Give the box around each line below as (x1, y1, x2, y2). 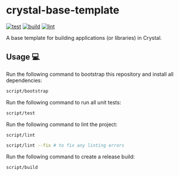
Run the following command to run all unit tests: (6, 99, 121, 106)
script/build (6, 165, 38, 171)
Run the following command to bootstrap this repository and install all (6, 70, 174, 77)
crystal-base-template (6, 4, 120, 17)
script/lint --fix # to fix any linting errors (6, 143, 125, 148)
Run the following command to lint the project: (6, 121, 118, 128)
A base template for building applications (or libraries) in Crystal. (6, 34, 163, 41)
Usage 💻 (6, 52, 40, 62)
